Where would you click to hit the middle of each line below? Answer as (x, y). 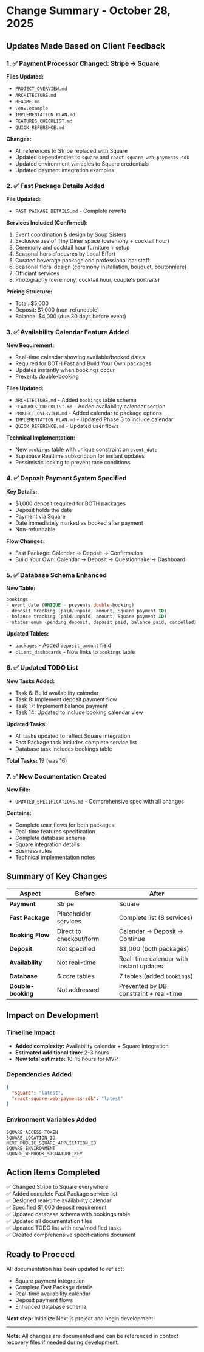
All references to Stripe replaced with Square (71, 150)
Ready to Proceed (40, 1254)
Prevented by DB (143, 986)
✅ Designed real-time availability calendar (59, 1200)
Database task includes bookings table (63, 749)
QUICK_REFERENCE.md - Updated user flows (67, 426)
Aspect (30, 894)
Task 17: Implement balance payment (61, 706)
